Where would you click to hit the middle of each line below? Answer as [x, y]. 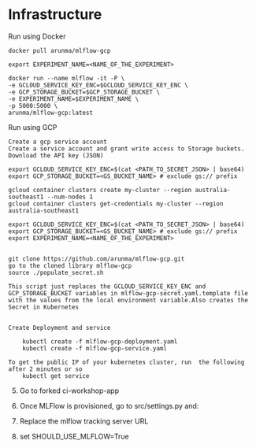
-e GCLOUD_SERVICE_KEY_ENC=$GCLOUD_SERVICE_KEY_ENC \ [98, 85]
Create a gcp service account [58, 142]
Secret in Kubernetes [44, 307]
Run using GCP [33, 127]
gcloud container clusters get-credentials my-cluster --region [116, 204]
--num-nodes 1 [70, 197]
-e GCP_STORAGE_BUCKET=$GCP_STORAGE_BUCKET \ [84, 92]
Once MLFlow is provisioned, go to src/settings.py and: [109, 405]
